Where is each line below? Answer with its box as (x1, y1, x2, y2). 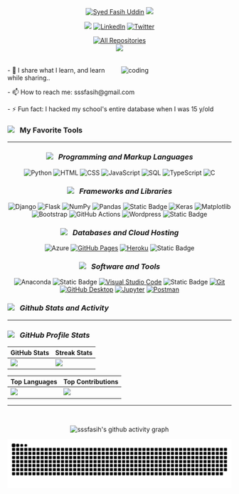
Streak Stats (55, 348, 93, 356)
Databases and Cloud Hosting (72, 227, 179, 237)
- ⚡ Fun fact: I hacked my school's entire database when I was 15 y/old (7, 105, 214, 113)
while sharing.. (7, 73, 51, 82)
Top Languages (10, 377, 58, 386)
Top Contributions (63, 377, 119, 386)
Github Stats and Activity (19, 303, 109, 313)
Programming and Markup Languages (58, 152, 193, 162)
